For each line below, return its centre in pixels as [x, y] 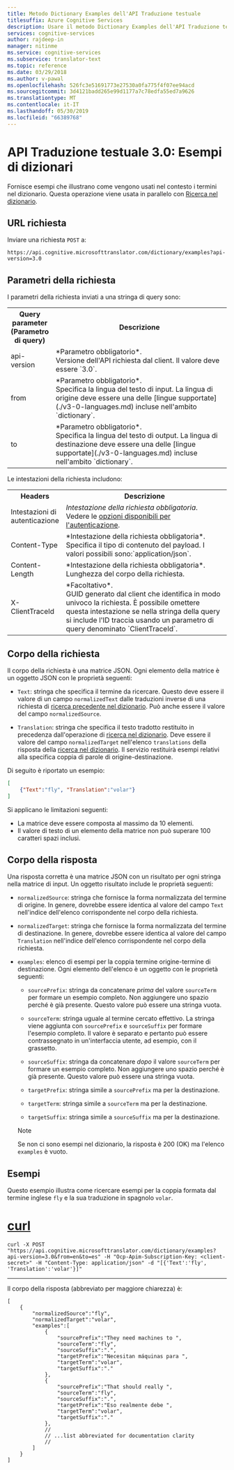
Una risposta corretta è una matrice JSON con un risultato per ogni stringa [114, 876]
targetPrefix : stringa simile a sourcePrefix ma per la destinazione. [124, 1090]
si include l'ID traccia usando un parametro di [140, 620]
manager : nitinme [32, 46]
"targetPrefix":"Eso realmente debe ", [115, 1405]
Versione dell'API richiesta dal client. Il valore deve [138, 360]
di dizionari [40, 167]
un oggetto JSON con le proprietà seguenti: [70, 678]
